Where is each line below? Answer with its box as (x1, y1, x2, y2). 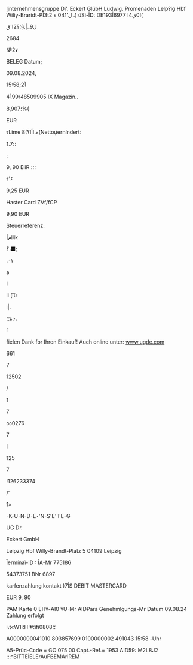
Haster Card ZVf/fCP (6, 199, 57, 206)
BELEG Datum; (6, 58, 42, 65)
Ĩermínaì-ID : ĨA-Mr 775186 (6, 559, 72, 566)
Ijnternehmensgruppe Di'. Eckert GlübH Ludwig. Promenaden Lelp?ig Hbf (6, 5, 186, 12)
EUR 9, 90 (6, 594, 31, 601)
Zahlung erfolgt (6, 612, 44, 619)
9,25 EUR (6, 187, 29, 194)
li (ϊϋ (6, 292, 17, 299)
